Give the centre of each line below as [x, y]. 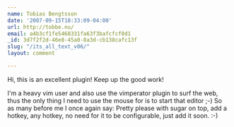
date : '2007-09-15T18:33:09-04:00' [60, 20]
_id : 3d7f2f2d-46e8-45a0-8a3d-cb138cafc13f [72, 40]
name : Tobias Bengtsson [42, 14]
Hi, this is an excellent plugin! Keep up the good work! [86, 79]
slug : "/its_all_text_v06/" [49, 47]
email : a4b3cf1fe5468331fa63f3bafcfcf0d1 [69, 34]
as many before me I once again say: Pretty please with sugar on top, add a [117, 108]
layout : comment [31, 54]
